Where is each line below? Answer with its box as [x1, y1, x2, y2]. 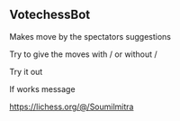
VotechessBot [9, 7, 91, 23]
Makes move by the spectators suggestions [9, 31, 171, 42]
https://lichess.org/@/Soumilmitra [9, 101, 134, 112]
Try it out [9, 66, 43, 77]
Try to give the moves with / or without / [9, 49, 157, 60]
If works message [9, 83, 76, 94]
